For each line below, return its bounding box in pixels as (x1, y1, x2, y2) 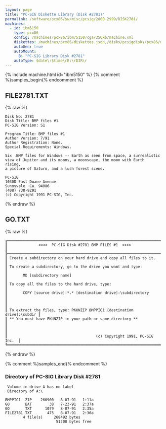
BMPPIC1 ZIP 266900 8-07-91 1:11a (5, 398, 94, 403)
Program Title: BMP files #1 (5, 132, 65, 137)
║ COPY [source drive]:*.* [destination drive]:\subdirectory (5, 290, 149, 295)
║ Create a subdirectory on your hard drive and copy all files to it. (5, 255, 156, 261)
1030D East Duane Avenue (5, 179, 56, 184)
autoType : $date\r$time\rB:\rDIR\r (14, 58, 87, 63)
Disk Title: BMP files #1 (5, 119, 58, 124)
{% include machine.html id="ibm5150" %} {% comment (5, 71, 120, 77)
